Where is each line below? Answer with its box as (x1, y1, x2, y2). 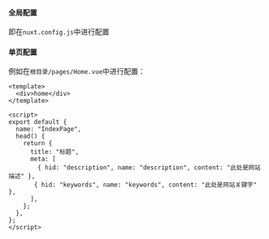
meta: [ (29, 155, 57, 164)
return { (23, 139, 53, 147)
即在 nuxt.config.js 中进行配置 (8, 27, 110, 36)
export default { (8, 118, 67, 126)
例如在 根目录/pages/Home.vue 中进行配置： (8, 66, 146, 76)
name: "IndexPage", (15, 126, 82, 134)
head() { (15, 132, 46, 141)
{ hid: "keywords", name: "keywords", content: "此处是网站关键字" (33, 181, 258, 190)
